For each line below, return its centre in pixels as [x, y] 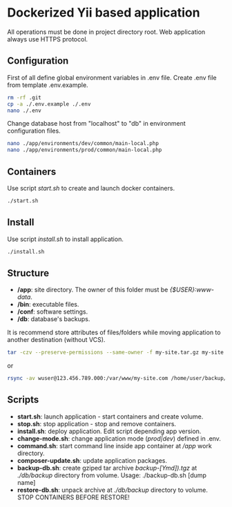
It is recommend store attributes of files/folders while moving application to [114, 332]
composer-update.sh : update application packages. [92, 460]
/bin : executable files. [48, 305]
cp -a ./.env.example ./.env [49, 104]
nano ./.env [24, 111]
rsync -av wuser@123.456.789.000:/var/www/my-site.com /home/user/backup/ [117, 379]
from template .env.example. [48, 85]
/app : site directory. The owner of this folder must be [93, 290]
